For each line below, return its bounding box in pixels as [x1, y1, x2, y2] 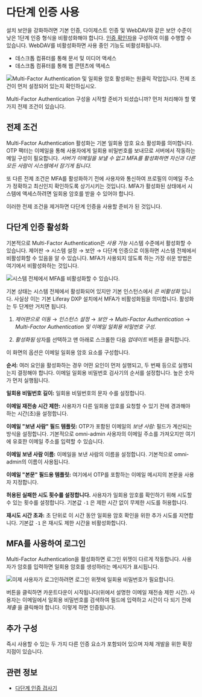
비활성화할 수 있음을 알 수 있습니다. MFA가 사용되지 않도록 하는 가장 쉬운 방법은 [6, 254, 192, 261]
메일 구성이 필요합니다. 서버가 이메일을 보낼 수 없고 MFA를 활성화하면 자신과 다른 [6, 154, 196, 162]
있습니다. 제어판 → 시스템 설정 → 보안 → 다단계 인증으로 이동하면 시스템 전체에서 [6, 247, 197, 254]
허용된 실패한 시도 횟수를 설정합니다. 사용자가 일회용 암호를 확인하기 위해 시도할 [6, 491, 192, 498]
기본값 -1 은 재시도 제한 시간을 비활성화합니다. [19, 519, 128, 526]
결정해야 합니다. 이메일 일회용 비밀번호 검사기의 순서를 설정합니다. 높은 [17, 369, 183, 376]
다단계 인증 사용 [6, 5, 80, 19]
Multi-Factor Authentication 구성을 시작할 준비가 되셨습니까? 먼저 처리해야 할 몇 [6, 95, 196, 103]
